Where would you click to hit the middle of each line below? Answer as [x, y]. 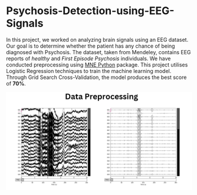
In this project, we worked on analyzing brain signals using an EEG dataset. [97, 39]
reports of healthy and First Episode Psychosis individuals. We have [88, 58]
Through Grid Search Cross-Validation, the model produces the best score [96, 77]
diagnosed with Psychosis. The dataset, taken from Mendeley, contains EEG [98, 52]
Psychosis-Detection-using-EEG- [90, 11]
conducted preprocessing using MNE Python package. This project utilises [97, 65]
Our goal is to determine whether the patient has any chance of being [91, 46]
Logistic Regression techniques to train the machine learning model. [89, 71]
